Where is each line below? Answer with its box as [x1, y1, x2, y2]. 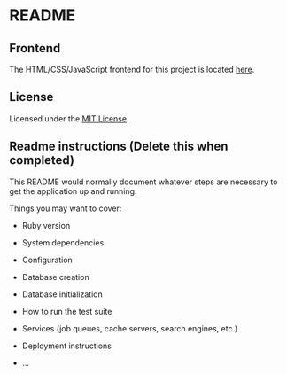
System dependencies [21, 237, 105, 248]
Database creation [21, 271, 90, 282]
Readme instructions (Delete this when [9, 139, 229, 154]
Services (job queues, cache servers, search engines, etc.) [21, 323, 238, 333]
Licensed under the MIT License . [9, 113, 129, 124]
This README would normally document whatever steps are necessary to [9, 176, 278, 187]
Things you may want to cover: [9, 203, 122, 214]
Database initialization [21, 289, 104, 300]
